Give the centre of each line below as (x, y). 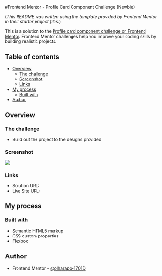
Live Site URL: (26, 191)
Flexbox (20, 241)
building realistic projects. (31, 41)
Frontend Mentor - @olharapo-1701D (49, 268)
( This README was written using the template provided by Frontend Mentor (81, 16)
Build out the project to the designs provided (57, 139)
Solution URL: (26, 186)
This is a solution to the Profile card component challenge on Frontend (75, 31)
